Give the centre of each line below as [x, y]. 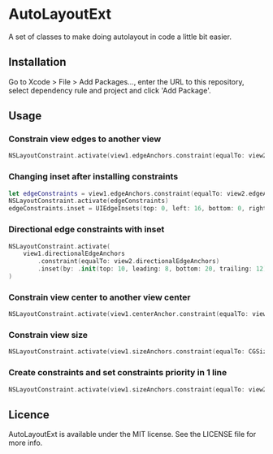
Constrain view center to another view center [100, 297]
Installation [37, 62]
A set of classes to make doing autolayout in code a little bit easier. [120, 37]
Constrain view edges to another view [85, 139]
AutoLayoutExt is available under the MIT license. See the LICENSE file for [132, 435]
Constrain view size [48, 335]
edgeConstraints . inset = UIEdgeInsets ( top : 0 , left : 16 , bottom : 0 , [127, 209]
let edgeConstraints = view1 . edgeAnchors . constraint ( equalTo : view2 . [129, 193]
